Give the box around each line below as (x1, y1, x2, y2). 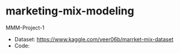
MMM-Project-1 (5, 24, 45, 31)
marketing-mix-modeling (5, 4, 135, 18)
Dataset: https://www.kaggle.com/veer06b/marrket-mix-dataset (14, 35, 174, 43)
